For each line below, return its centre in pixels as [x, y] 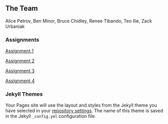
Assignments [22, 40]
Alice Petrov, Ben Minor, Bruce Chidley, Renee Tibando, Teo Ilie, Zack [79, 21]
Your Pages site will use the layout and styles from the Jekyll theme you [81, 105]
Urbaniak [15, 26]
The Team [22, 8]
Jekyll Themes [24, 94]
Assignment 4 [20, 81]
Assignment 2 [20, 61]
